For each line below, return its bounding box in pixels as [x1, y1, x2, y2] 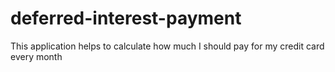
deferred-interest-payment [10, 7, 242, 30]
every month [10, 50, 63, 62]
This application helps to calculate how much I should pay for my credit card [10, 40, 325, 52]
